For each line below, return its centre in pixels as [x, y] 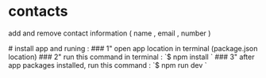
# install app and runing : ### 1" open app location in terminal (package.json [133, 48]
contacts [38, 11]
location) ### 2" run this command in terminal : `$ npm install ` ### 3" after [131, 57]
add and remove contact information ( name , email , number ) [110, 33]
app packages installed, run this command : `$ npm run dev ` [108, 65]
